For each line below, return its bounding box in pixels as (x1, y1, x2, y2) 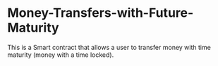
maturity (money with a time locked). (7, 51, 114, 59)
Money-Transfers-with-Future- (7, 5, 194, 21)
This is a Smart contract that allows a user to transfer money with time (7, 43, 212, 51)
